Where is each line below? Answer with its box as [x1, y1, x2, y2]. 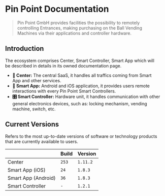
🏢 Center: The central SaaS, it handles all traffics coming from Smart [12, 72, 152, 78]
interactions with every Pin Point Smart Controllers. [12, 88, 116, 94]
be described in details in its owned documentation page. [5, 63, 122, 68]
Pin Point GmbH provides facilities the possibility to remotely [17, 20, 140, 26]
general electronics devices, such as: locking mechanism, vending [12, 100, 147, 106]
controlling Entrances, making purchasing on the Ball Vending [17, 25, 142, 31]
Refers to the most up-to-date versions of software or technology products [5, 133, 158, 139]
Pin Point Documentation [5, 3, 109, 15]
